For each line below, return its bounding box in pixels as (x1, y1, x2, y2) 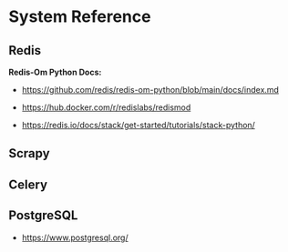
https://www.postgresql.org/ (21, 232, 129, 243)
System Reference (8, 6, 151, 27)
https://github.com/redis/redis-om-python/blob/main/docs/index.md (21, 85, 280, 95)
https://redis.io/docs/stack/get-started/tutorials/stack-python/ (21, 120, 256, 130)
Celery (8, 176, 47, 192)
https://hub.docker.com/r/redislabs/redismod (21, 102, 191, 113)
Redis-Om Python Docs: (8, 66, 102, 77)
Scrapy (8, 146, 51, 161)
